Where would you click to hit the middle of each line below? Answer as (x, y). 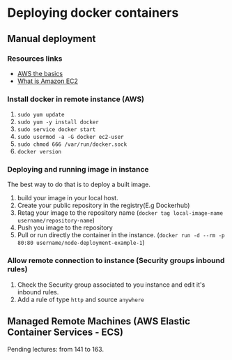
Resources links (35, 59)
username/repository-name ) (56, 220)
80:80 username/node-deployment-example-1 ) (81, 243)
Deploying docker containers (93, 13)
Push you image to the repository (65, 227)
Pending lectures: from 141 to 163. (56, 349)
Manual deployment (52, 39)
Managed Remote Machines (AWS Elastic (99, 321)
